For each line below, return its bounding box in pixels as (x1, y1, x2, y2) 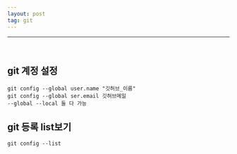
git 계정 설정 (7, 65, 58, 77)
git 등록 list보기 (7, 121, 72, 133)
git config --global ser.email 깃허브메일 (7, 93, 127, 100)
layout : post (7, 10, 46, 18)
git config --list (7, 140, 61, 148)
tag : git (7, 17, 33, 24)
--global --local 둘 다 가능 (7, 100, 87, 108)
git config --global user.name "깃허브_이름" (7, 85, 136, 92)
